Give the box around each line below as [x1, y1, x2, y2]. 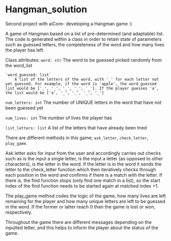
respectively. [5, 209, 32, 215]
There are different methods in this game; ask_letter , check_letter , [5, 135, 148, 141]
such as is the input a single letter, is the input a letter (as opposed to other [5, 155, 163, 161]
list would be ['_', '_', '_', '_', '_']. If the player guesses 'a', [5, 86, 159, 91]
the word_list [5, 62, 32, 68]
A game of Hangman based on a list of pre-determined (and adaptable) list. [5, 30, 164, 36]
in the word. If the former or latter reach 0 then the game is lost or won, [5, 203, 156, 210]
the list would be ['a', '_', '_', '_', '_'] [5, 90, 104, 96]
